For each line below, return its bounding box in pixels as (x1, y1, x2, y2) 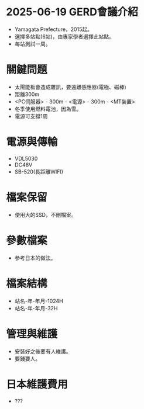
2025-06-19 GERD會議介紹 (6, 5, 139, 19)
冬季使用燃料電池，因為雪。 (14, 105, 82, 112)
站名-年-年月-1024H (14, 297, 63, 304)
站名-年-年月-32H (14, 304, 58, 311)
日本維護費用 (6, 377, 68, 391)
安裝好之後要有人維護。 (14, 348, 71, 355)
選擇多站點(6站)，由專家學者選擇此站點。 (14, 33, 114, 40)
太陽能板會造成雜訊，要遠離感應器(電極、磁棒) (14, 83, 127, 91)
